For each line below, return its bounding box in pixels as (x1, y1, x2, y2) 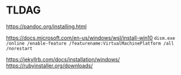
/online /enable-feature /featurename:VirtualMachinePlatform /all (6, 40, 175, 46)
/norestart (6, 45, 33, 52)
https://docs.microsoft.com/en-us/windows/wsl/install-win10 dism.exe (6, 34, 176, 41)
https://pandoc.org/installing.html (6, 23, 87, 30)
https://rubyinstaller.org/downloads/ (6, 62, 93, 69)
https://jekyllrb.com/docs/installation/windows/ (6, 56, 120, 63)
